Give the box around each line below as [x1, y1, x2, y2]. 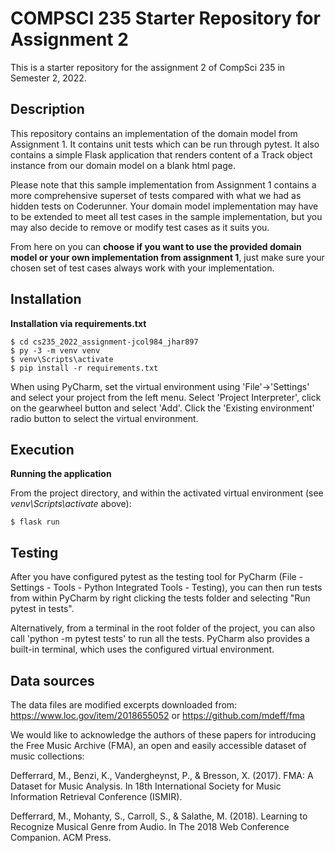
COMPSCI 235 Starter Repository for [10, 7, 321, 30]
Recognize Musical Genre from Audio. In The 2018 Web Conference [10, 821, 290, 832]
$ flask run [10, 517, 60, 527]
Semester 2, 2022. [10, 72, 87, 84]
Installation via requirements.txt [10, 317, 147, 329]
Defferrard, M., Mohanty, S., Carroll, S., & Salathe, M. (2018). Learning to [10, 810, 308, 822]
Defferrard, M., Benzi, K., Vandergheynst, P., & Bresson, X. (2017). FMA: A [10, 770, 314, 781]
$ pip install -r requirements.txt [10, 363, 159, 373]
